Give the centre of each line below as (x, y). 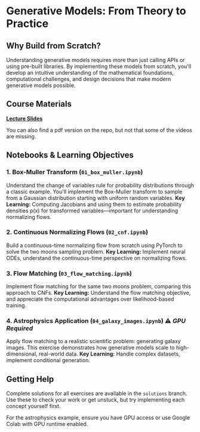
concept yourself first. (33, 406)
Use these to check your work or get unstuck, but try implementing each (96, 400)
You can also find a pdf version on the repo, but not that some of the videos (99, 130)
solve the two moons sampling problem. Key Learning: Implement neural (96, 251)
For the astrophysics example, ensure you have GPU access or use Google (98, 418)
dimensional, (22, 354)
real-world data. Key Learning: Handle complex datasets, (109, 354)
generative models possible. (41, 85)
